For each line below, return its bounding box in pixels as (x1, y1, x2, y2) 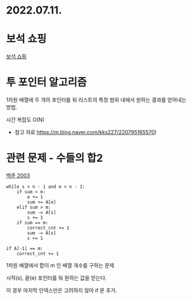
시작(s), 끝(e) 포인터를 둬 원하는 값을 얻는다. (6, 274, 107, 281)
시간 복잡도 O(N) (6, 116, 45, 124)
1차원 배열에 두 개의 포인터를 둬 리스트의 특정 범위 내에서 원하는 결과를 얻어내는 (6, 97, 187, 104)
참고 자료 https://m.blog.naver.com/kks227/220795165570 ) (14, 129, 157, 136)
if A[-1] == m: (6, 245, 43, 251)
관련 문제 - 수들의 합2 (6, 151, 103, 165)
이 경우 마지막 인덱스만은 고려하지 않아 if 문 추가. (6, 287, 117, 294)
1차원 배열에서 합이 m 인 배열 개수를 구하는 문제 (6, 262, 114, 268)
